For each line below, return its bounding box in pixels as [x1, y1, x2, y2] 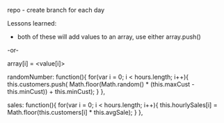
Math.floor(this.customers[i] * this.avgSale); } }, [7, 108, 143, 116]
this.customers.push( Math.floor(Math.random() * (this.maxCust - [7, 80, 195, 88]
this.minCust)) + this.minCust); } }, [7, 88, 106, 95]
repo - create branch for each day [7, 6, 105, 14]
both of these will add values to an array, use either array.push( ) [17, 32, 202, 41]
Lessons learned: [7, 19, 57, 27]
